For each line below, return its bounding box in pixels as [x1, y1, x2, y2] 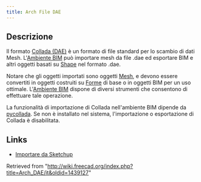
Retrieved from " [6, 162, 48, 170]
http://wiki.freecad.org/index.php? [47, 162, 133, 170]
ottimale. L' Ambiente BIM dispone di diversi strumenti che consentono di [6, 86, 188, 93]
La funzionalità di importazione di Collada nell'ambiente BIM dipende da [6, 104, 187, 111]
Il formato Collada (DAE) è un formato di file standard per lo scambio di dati [6, 48, 195, 55]
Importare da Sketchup [15, 151, 73, 158]
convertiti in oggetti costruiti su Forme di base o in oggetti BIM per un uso [6, 79, 191, 86]
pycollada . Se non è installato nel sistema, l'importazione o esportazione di [6, 111, 194, 118]
